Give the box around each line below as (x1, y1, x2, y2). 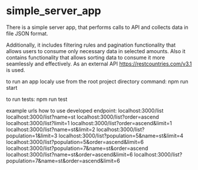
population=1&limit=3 (6, 132, 58, 139)
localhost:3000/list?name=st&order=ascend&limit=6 (6, 151, 133, 158)
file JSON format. (6, 30, 48, 37)
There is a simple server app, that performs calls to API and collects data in (6, 24, 189, 31)
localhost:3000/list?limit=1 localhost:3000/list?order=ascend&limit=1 (6, 119, 172, 126)
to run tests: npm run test (6, 96, 68, 103)
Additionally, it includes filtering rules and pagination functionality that (6, 41, 176, 48)
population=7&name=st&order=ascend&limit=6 (6, 157, 121, 164)
